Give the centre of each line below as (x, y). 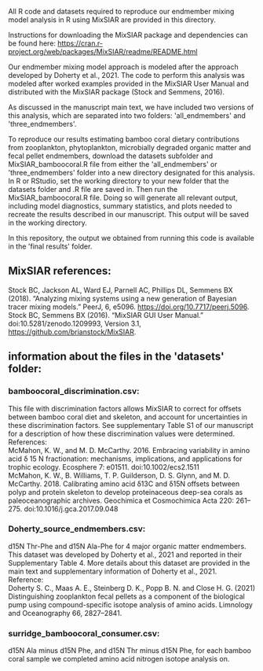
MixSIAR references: (60, 271)
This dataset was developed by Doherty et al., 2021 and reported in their (125, 555)
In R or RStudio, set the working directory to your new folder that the (119, 181)
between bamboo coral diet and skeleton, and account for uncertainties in (128, 417)
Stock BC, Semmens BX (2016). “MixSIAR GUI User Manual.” (106, 315)
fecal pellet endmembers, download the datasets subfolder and (111, 156)
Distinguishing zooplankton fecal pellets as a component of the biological (126, 596)
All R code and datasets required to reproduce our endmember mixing (121, 11)
